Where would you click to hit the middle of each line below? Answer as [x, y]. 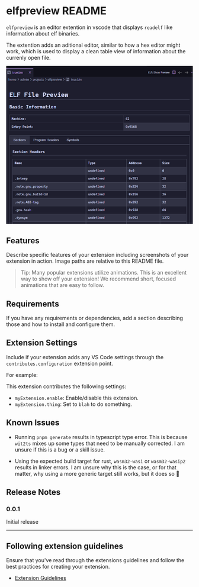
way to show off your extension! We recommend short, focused [98, 279]
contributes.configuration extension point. [60, 363]
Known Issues [33, 423]
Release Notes [33, 492]
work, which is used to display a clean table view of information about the [96, 51]
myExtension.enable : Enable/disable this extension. [77, 398]
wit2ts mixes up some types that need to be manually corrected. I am [99, 443]
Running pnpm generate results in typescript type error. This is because [101, 437]
